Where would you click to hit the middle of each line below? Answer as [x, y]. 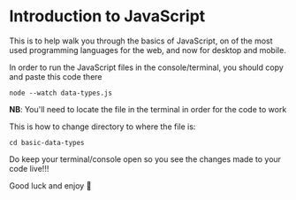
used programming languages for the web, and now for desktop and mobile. [148, 50]
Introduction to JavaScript [107, 16]
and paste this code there [56, 76]
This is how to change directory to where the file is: [102, 127]
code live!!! [29, 168]
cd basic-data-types [47, 142]
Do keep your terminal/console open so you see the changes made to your [145, 159]
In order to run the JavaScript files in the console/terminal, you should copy [147, 67]
